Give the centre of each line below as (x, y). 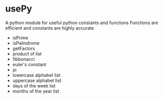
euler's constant (29, 64)
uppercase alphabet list (37, 80)
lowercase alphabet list (36, 75)
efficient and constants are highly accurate (50, 28)
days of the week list (34, 85)
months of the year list (36, 91)
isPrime (20, 38)
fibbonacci (24, 59)
